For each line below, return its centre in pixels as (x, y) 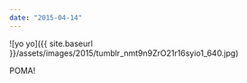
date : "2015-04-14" (46, 18)
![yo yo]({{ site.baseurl (51, 43)
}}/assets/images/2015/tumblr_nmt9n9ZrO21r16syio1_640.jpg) (124, 53)
